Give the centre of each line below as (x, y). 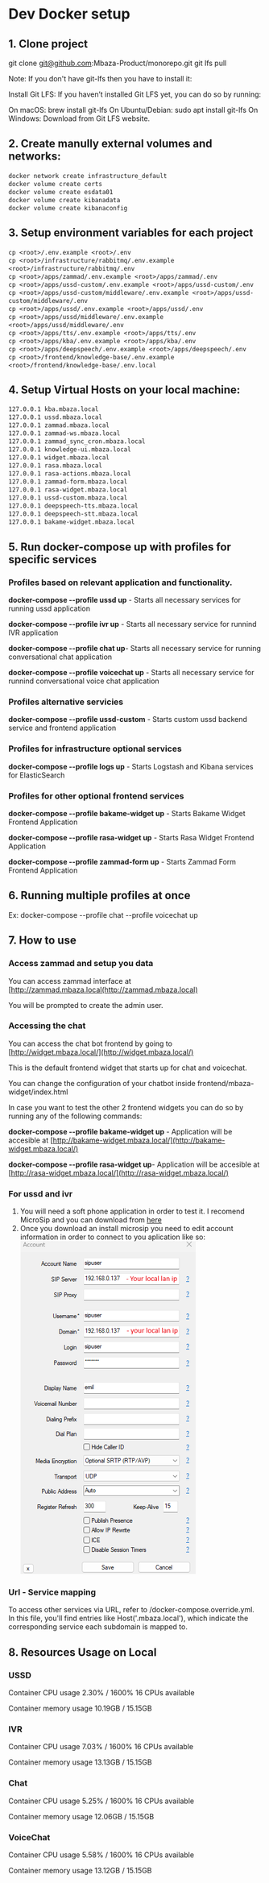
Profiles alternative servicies (66, 702)
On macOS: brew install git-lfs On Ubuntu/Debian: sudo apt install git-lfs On (133, 110)
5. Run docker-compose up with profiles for (120, 547)
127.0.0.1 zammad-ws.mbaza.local (64, 433)
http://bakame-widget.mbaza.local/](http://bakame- (139, 1140)
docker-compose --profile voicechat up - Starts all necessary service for (132, 673)
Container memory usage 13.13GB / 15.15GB (80, 1762)
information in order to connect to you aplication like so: (113, 1237)
